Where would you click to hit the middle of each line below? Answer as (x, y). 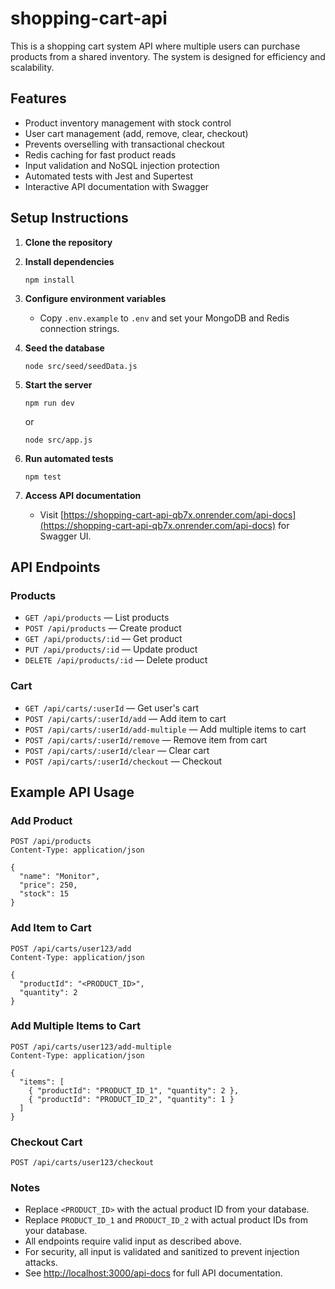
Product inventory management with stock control (128, 123)
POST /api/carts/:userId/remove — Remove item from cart (146, 739)
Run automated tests (69, 458)
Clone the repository (68, 242)
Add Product (41, 820)
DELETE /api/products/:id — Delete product (116, 660)
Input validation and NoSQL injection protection (122, 165)
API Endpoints (55, 567)
